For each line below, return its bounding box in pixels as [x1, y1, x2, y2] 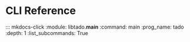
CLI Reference [5, 4, 76, 17]
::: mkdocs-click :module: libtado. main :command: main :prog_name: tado [5, 23, 184, 30]
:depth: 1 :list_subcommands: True [5, 29, 89, 36]
